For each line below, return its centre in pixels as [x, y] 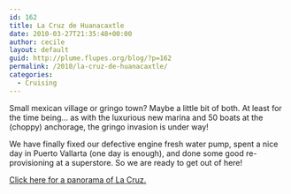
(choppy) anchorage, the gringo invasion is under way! [109, 127]
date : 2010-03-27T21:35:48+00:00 [71, 34]
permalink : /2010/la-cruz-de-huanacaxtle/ [88, 67]
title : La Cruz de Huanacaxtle [67, 26]
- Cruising [37, 83]
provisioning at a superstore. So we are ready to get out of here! [126, 162]
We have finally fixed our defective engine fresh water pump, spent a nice [144, 144]
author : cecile [37, 42]
